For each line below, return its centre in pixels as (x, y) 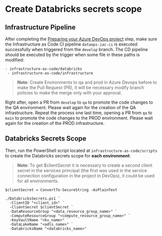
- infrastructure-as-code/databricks (44, 69)
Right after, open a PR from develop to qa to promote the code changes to (79, 102)
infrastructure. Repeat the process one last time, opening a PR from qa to (79, 113)
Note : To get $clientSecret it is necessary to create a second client (85, 165)
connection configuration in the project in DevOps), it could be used (86, 176)
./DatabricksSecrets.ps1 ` (33, 198)
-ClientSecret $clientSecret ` (41, 207)
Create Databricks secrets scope (74, 9)
